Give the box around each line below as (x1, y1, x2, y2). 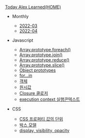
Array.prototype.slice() (19, 62, 65, 68)
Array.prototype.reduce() (19, 57, 69, 62)
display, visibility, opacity (19, 128, 69, 133)
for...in (19, 73, 33, 78)
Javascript (12, 37, 34, 43)
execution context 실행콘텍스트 (19, 96, 80, 102)
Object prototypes (19, 67, 56, 73)
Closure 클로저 (19, 91, 49, 96)
